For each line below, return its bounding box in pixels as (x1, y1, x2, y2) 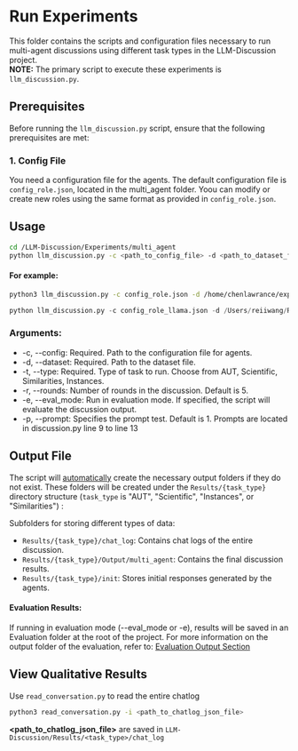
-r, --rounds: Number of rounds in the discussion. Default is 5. (21, 385, 248, 395)
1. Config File (9, 154, 67, 166)
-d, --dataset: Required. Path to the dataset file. (21, 356, 197, 367)
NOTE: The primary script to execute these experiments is (9, 64, 222, 75)
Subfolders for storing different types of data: (9, 517, 176, 528)
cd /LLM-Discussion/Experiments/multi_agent (9, 243, 176, 252)
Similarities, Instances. (21, 375, 105, 386)
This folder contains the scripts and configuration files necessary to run (9, 36, 271, 46)
